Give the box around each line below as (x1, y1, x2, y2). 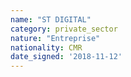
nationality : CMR (10, 42, 83, 53)
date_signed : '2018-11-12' (10, 52, 123, 62)
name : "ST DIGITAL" (10, 14, 92, 25)
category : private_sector (10, 24, 118, 34)
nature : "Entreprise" (10, 33, 101, 43)
